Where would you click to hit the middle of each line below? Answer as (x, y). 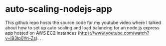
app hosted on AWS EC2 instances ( (42, 33)
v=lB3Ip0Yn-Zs (21, 38)
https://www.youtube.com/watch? (114, 33)
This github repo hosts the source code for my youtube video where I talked (83, 23)
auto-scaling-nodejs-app (59, 9)
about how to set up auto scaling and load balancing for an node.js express (82, 27)
